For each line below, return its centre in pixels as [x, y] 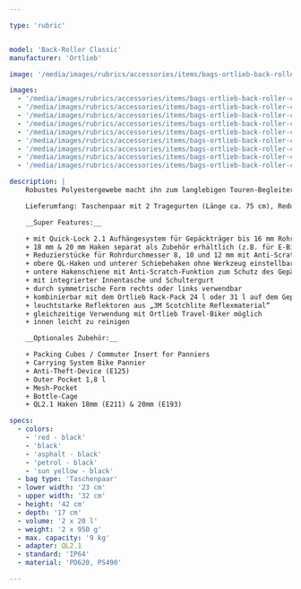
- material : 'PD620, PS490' [70, 563]
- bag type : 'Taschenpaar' [68, 479]
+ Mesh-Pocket [52, 388]
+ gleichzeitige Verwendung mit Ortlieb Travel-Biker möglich [144, 314]
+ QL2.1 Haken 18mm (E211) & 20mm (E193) [103, 405]
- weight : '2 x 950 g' [60, 529]
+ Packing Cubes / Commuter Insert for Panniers [118, 355]
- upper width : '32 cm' [61, 496]
